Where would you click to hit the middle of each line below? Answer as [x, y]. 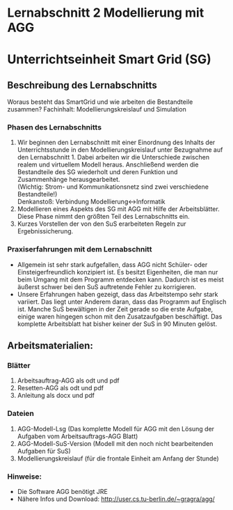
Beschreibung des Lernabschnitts [82, 85]
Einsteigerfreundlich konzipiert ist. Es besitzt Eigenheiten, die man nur [118, 272]
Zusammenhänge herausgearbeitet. [69, 180]
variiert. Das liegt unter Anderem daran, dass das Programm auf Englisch [122, 302]
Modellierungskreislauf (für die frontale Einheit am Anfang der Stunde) [118, 458]
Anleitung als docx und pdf [56, 396]
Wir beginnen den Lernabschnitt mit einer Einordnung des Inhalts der [116, 142]
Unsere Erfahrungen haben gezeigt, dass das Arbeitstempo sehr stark [118, 294]
